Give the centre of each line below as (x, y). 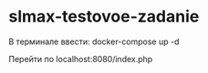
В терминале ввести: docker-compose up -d (94, 41)
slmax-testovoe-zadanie (104, 17)
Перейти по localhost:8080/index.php (81, 59)
